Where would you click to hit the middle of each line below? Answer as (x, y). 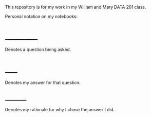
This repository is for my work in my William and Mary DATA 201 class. (75, 7)
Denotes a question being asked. (38, 49)
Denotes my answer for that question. (43, 83)
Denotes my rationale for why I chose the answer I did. (60, 109)
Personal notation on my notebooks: (41, 16)
